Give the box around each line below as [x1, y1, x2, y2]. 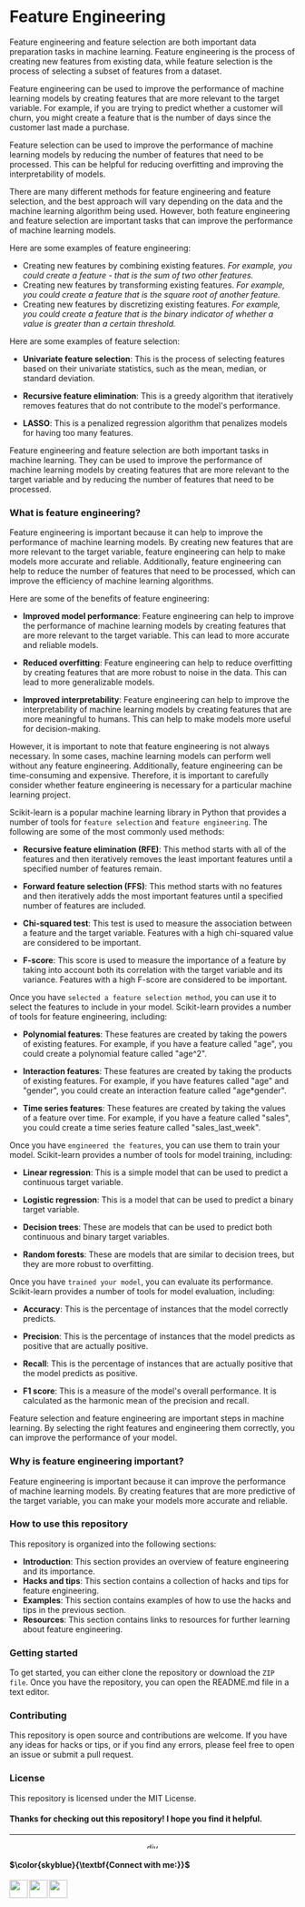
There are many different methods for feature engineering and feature [9, 186, 271, 197]
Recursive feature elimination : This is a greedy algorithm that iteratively [22, 390, 293, 401]
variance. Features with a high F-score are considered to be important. [22, 974, 288, 985]
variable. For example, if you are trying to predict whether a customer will [9, 102, 283, 113]
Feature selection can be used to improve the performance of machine [9, 139, 274, 150]
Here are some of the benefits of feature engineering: [9, 593, 210, 604]
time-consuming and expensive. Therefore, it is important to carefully [9, 770, 270, 781]
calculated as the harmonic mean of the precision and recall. [22, 1395, 250, 1406]
